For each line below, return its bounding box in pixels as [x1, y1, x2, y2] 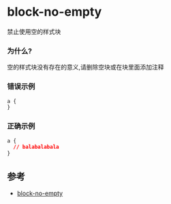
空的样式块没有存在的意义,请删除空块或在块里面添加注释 [7, 63, 165, 72]
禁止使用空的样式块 [7, 27, 61, 35]
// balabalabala [13, 144, 59, 151]
